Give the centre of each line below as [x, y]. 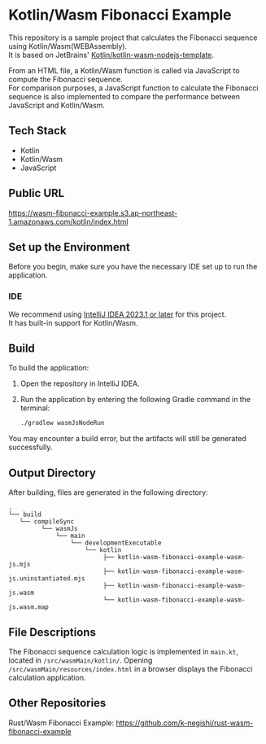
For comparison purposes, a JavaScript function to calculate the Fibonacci [133, 88]
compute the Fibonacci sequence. [66, 79]
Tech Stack [37, 131]
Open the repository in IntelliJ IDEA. [80, 383]
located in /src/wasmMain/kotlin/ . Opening [81, 660]
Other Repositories [57, 703]
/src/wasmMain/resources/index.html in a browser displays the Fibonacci [131, 668]
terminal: [35, 408]
